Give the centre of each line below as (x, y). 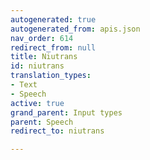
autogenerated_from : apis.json (75, 29)
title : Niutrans (44, 57)
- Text (24, 85)
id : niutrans (37, 66)
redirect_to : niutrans (57, 131)
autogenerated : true (53, 19)
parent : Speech (42, 122)
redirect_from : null (53, 47)
